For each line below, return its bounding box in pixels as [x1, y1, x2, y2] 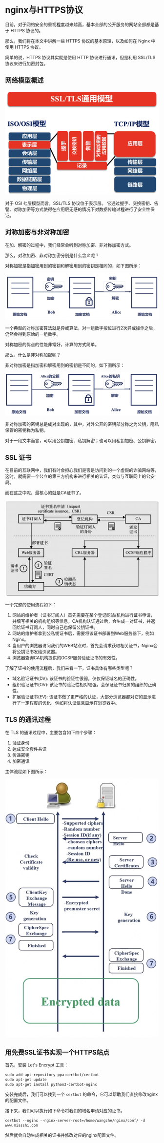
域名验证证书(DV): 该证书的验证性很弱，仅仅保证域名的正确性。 [12, 675, 140, 681]
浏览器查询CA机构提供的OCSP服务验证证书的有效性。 [12, 654, 121, 660]
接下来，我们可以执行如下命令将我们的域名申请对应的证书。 [5, 1108, 125, 1114]
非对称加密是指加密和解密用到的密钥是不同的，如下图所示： [5, 362, 125, 368]
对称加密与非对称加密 [5, 228, 69, 237]
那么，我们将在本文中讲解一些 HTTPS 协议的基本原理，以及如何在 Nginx [5, 38, 150, 44]
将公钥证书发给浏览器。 [12, 649, 60, 654]
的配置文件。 [5, 1098, 31, 1103]
